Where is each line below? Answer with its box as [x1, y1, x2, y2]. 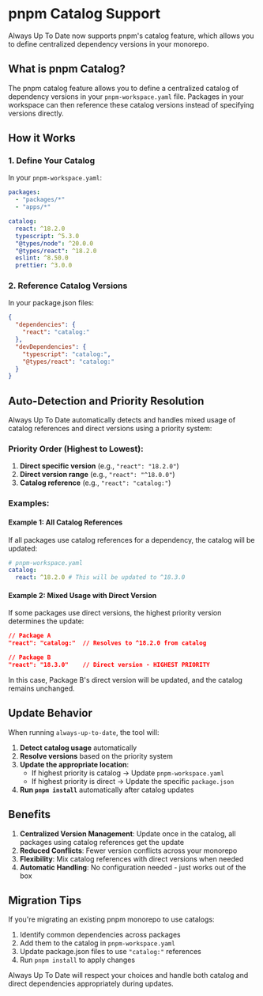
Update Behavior [8, 706, 93, 720]
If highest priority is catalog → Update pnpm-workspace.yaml [31, 768, 225, 778]
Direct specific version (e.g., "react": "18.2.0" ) [19, 461, 179, 471]
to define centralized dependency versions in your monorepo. [8, 39, 209, 48]
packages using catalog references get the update [19, 837, 184, 846]
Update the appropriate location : [19, 759, 130, 769]
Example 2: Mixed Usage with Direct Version [8, 590, 157, 600]
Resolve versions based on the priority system [19, 751, 174, 760]
